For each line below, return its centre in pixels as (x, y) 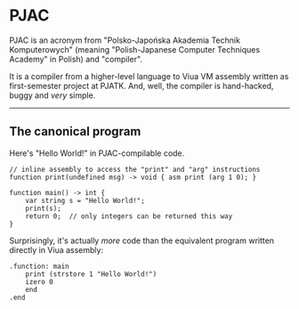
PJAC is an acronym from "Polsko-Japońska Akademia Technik (125, 40)
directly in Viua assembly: (57, 249)
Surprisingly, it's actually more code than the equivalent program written (141, 240)
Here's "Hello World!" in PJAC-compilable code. (97, 153)
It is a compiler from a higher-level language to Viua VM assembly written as (149, 76)
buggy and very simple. (53, 95)
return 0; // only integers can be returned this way (129, 216)
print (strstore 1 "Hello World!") (91, 274)
